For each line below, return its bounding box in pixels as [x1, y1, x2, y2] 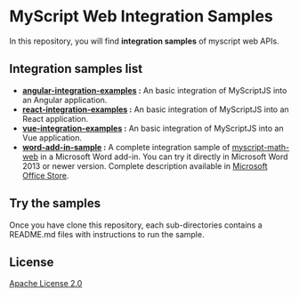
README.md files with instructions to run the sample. [9, 229, 205, 239]
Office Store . [21, 170, 69, 181]
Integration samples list [9, 61, 143, 76]
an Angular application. [21, 94, 108, 105]
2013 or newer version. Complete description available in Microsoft [21, 160, 269, 171]
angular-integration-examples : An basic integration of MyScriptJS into [21, 84, 287, 95]
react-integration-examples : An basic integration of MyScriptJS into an [21, 104, 289, 115]
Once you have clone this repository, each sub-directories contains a [9, 220, 263, 230]
